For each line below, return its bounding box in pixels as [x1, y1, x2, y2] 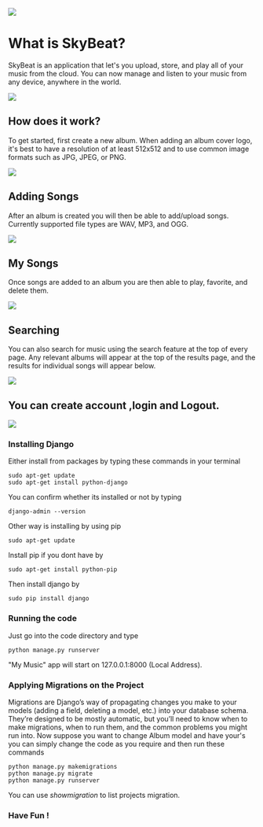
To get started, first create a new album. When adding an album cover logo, [8, 135, 253, 145]
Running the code [8, 613, 77, 624]
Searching [8, 323, 60, 337]
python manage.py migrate [8, 770, 93, 777]
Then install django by [8, 579, 80, 589]
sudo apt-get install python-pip [8, 566, 118, 574]
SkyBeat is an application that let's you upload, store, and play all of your [8, 60, 243, 70]
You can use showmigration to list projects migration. [8, 790, 181, 799]
